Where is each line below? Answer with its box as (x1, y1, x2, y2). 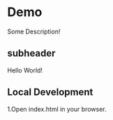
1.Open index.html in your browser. (7, 105, 107, 113)
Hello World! (7, 66, 43, 74)
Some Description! (7, 27, 61, 36)
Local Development (7, 87, 93, 98)
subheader (7, 47, 56, 59)
